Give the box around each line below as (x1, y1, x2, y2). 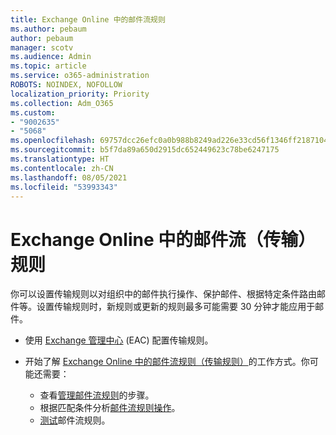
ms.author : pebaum (10, 24, 87, 34)
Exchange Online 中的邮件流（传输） (10, 228, 317, 251)
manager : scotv (10, 42, 74, 53)
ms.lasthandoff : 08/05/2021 (10, 172, 128, 183)
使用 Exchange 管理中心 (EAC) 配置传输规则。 (24, 334, 214, 346)
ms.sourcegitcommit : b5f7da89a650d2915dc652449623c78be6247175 (10, 145, 280, 155)
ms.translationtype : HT (10, 154, 110, 164)
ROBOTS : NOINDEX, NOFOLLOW (10, 80, 123, 90)
